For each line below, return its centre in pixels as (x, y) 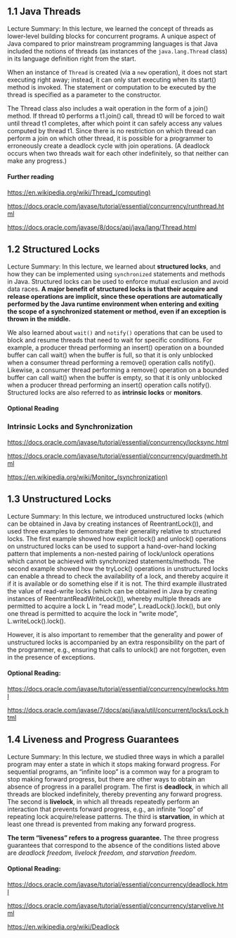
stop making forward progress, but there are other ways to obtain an (106, 779)
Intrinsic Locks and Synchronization (70, 427)
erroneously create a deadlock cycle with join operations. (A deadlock (109, 146)
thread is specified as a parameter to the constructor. (84, 94)
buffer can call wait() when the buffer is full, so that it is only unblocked (110, 354)
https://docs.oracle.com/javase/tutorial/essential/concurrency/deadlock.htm (118, 884)
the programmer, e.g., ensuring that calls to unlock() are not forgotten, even (117, 649)
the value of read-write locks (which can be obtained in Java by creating (112, 591)
